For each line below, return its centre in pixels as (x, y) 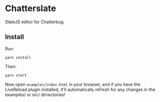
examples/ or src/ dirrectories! (35, 94)
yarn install (18, 58)
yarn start (16, 75)
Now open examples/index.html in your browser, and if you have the (73, 84)
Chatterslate (31, 8)
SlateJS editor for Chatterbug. (35, 22)
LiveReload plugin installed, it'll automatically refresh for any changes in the (80, 89)
